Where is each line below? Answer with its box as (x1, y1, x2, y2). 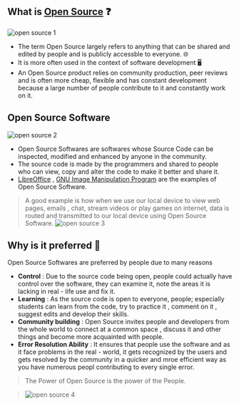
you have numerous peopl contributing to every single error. (17, 363, 195, 372)
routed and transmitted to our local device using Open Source (24, 211, 207, 219)
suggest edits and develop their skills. (17, 310, 130, 318)
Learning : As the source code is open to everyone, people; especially (17, 295, 225, 303)
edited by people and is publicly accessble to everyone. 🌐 (17, 49, 189, 58)
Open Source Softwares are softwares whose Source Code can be (17, 145, 214, 153)
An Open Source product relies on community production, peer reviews (17, 68, 228, 77)
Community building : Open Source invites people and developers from (17, 318, 230, 326)
